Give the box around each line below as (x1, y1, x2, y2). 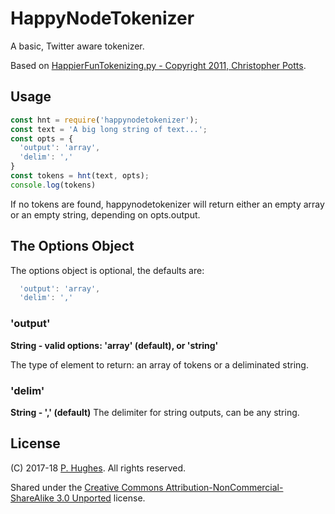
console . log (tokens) (10, 180, 97, 190)
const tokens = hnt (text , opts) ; (10, 171, 150, 181)
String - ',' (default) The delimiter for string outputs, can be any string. (10, 406, 300, 418)
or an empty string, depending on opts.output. (10, 208, 201, 221)
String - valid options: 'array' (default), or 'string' (10, 339, 219, 351)
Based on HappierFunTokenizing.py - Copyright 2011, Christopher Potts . (10, 59, 307, 71)
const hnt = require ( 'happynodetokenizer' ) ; (10, 115, 199, 125)
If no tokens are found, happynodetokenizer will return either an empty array (10, 198, 325, 210)
